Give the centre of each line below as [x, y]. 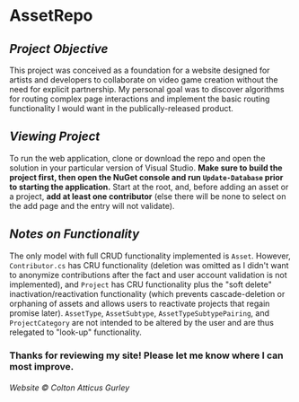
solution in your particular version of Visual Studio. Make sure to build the [146, 168]
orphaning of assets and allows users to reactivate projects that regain [140, 303]
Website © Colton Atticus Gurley [70, 388]
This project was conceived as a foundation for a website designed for [140, 70]
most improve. [42, 366]
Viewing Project [55, 137]
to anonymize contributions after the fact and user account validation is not [148, 275]
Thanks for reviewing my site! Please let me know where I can [146, 355]
